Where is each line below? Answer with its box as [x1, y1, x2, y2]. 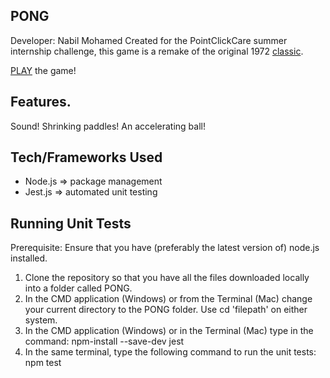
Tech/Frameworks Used [10, 149, 163, 166]
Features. [10, 94, 72, 111]
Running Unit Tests [10, 215, 132, 232]
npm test [24, 357, 62, 369]
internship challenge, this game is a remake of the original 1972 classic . [10, 45, 304, 57]
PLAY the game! [10, 64, 77, 76]
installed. [10, 252, 48, 264]
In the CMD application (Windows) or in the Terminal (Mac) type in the [24, 325, 314, 337]
